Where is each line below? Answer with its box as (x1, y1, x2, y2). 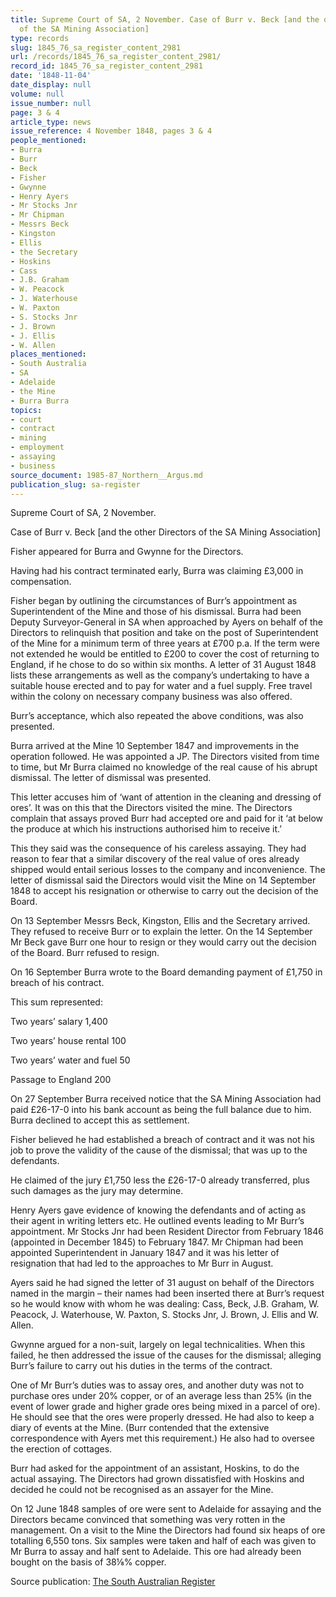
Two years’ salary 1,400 (10, 1016, 108, 1028)
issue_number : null (10, 98, 92, 108)
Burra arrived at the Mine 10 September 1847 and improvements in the (10, 740, 300, 752)
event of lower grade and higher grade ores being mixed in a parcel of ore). (10, 1401, 321, 1413)
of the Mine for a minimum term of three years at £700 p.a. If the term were (10, 637, 320, 650)
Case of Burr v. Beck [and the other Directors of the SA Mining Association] (10, 526, 322, 538)
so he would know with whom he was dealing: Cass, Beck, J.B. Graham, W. (10, 1298, 320, 1310)
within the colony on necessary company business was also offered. (10, 691, 293, 703)
